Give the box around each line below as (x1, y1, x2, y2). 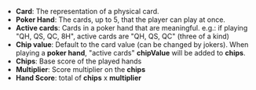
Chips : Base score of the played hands (15, 56, 142, 66)
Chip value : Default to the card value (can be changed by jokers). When (15, 40, 249, 49)
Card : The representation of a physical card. (15, 7, 159, 16)
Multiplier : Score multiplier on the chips (15, 65, 146, 74)
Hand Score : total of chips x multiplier (15, 74, 141, 82)
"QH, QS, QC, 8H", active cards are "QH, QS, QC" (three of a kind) (15, 31, 230, 41)
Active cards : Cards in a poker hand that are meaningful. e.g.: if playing (15, 23, 248, 32)
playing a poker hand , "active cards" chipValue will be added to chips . (15, 49, 246, 57)
